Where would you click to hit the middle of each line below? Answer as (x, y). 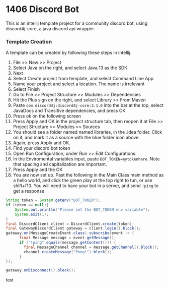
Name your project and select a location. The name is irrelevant (79, 84)
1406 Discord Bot (43, 9)
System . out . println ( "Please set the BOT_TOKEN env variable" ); (82, 210)
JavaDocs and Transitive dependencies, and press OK (69, 111)
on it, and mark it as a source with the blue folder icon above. (76, 138)
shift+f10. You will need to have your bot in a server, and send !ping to (86, 186)
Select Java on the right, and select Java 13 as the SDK (70, 68)
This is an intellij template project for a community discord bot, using (77, 23)
